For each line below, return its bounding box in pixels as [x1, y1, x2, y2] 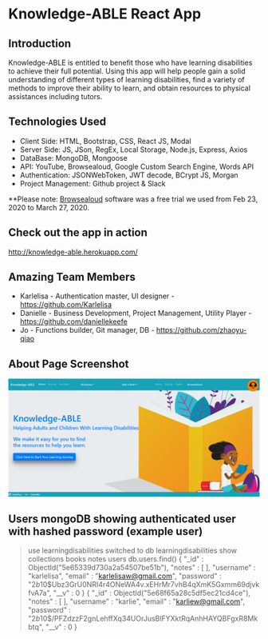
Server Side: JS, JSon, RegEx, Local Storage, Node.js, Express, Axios [19, 145, 248, 154]
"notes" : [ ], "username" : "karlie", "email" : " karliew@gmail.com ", [27, 597, 246, 606]
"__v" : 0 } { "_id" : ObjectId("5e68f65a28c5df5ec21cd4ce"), [53, 589, 251, 598]
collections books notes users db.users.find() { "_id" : [27, 554, 204, 564]
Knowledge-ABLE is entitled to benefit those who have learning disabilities [8, 58, 253, 67]
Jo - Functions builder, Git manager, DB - [19, 325, 155, 335]
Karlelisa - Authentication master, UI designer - [19, 291, 175, 301]
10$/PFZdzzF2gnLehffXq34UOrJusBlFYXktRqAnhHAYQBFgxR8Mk [39, 613, 258, 624]
